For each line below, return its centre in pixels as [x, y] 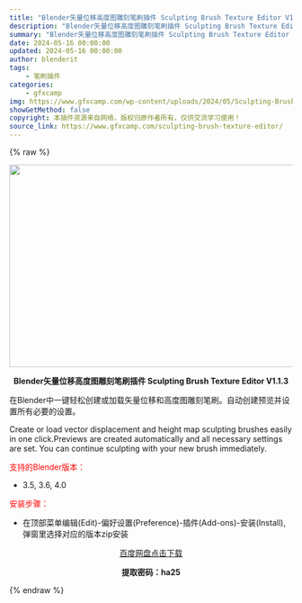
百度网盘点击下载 [151, 553]
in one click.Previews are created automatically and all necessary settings [146, 439]
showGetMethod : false [50, 110]
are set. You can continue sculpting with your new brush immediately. [138, 448]
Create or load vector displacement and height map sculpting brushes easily [151, 429]
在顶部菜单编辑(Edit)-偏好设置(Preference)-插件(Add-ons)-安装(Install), [154, 522]
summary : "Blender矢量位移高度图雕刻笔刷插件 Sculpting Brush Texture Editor [150, 34]
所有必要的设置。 [49, 411]
